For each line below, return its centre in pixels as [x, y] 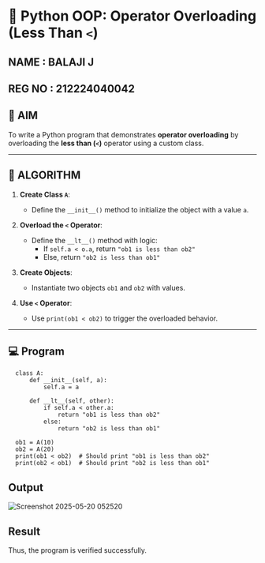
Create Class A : [45, 194]
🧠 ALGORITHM [45, 176]
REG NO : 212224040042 [72, 89]
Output [26, 488]
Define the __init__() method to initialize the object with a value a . [140, 209]
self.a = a [61, 387]
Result [24, 531]
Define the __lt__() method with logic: [94, 240]
